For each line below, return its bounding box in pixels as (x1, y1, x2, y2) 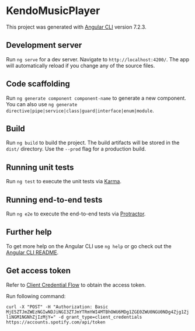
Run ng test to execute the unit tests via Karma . (6, 178, 121, 185)
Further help (6, 227, 53, 237)
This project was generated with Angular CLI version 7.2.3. (6, 23, 147, 30)
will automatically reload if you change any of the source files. (6, 62, 155, 69)
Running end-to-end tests (6, 194, 103, 205)
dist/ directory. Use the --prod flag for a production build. (6, 145, 146, 152)
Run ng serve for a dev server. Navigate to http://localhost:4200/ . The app (6, 55, 190, 62)
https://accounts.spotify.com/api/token (6, 319, 106, 325)
